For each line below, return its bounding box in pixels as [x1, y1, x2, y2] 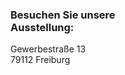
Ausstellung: [10, 20, 75, 34]
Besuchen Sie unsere [10, 8, 116, 22]
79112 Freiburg [10, 54, 71, 66]
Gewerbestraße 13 [10, 43, 87, 55]
